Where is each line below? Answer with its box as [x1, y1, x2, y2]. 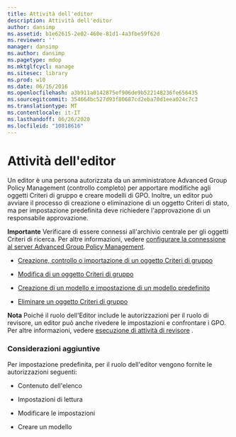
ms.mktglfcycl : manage [7, 63, 74, 70]
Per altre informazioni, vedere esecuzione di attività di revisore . [7, 327, 193, 335]
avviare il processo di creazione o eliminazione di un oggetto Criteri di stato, [7, 199, 230, 208]
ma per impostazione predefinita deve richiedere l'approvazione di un [7, 206, 211, 215]
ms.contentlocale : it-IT [7, 109, 81, 116]
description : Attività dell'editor [7, 17, 113, 24]
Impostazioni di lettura [17, 395, 83, 404]
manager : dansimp [7, 43, 59, 50]
